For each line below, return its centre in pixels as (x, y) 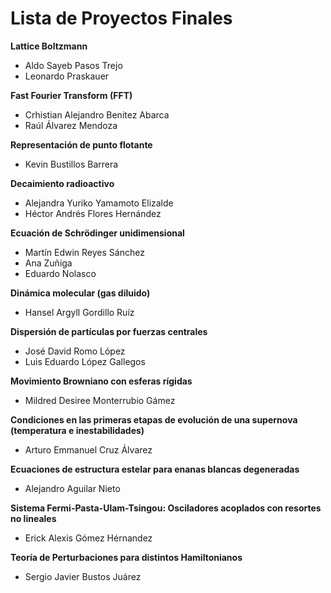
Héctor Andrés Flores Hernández (93, 213)
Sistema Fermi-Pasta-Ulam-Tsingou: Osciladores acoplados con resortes (166, 508)
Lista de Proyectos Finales (121, 18)
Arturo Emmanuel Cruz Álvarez (88, 449)
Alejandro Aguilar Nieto (72, 488)
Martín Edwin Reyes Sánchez (84, 252)
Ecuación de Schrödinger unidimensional (97, 233)
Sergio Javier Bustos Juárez (83, 576)
